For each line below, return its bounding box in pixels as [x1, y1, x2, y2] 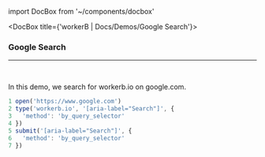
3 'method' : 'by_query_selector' [8, 112, 125, 121]
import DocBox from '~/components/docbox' [8, 7, 155, 16]
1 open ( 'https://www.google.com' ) [8, 98, 122, 106]
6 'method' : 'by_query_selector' [8, 134, 125, 142]
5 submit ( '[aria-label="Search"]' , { [8, 126, 132, 135]
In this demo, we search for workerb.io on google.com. [8, 82, 187, 92]
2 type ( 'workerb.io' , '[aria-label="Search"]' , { [8, 105, 175, 113]
